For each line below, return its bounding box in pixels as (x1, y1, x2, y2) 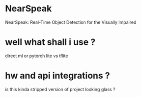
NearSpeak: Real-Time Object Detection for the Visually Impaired (5, 19, 137, 25)
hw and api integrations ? (5, 70, 111, 81)
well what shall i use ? (5, 36, 96, 48)
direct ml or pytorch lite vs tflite (5, 53, 68, 59)
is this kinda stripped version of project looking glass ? (5, 86, 115, 92)
